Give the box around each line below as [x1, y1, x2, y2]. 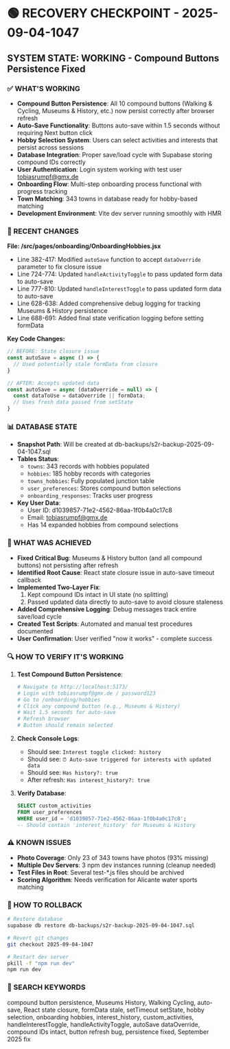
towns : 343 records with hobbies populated [27, 462, 150, 471]
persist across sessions [16, 143, 84, 152]
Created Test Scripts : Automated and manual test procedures [16, 620, 193, 628]
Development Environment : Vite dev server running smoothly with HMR [16, 209, 222, 217]
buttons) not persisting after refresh [16, 561, 119, 569]
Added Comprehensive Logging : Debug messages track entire [16, 604, 197, 613]
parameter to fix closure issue [16, 263, 102, 271]
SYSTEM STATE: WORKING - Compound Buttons [7, 52, 220, 64]
